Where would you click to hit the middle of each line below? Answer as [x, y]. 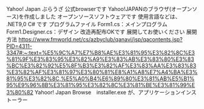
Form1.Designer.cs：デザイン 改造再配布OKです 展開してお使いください [96, 32]
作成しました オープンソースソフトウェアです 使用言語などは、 [102, 16]
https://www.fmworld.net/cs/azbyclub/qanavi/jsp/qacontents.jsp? [100, 39]
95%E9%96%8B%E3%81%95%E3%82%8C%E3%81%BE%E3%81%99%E [101, 85]
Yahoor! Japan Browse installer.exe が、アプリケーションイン [113, 92]
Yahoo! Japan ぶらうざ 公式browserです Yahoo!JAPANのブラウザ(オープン [99, 9]
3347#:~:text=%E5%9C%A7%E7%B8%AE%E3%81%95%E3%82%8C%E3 [101, 53]
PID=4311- [19, 46]
